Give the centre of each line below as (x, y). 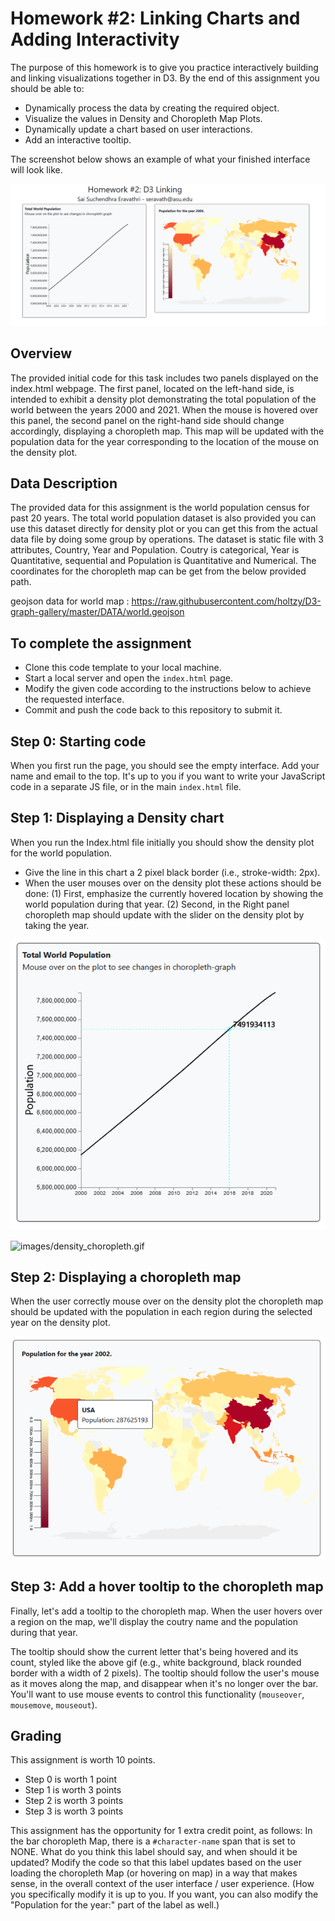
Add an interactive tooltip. (78, 139)
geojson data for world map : (70, 601)
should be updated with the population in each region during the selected (161, 1312)
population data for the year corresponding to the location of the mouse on (164, 441)
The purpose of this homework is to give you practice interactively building (164, 67)
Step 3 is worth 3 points (74, 1811)
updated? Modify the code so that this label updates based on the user (156, 1863)
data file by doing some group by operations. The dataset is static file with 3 (167, 539)
